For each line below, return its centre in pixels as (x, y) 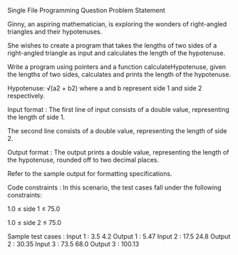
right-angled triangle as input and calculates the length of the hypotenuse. (117, 53)
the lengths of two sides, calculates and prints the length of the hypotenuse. (119, 74)
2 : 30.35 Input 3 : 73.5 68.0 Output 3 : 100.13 (73, 244)
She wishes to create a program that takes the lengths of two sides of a (112, 45)
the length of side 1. (36, 117)
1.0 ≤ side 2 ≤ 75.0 (35, 223)
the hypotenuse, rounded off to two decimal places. (83, 160)
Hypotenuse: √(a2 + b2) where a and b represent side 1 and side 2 (105, 88)
